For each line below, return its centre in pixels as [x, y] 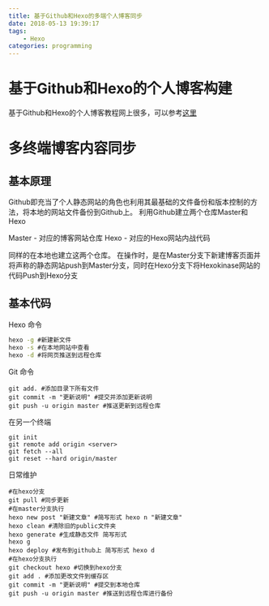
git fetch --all [36, 451]
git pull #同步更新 [39, 500]
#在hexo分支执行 [33, 559]
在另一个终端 [30, 422]
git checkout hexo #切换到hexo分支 [66, 567]
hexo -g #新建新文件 [40, 340]
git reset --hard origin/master [63, 458]
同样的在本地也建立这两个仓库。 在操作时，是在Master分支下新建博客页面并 [134, 256]
